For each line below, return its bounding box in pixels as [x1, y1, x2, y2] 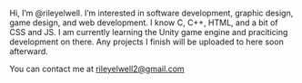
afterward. [9, 46, 48, 57]
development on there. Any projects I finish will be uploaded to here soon [9, 36, 284, 47]
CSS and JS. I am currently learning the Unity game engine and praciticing [9, 27, 288, 37]
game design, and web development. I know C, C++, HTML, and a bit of [9, 17, 279, 28]
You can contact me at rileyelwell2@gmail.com [9, 63, 185, 74]
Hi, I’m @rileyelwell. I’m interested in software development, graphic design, [9, 8, 294, 18]
